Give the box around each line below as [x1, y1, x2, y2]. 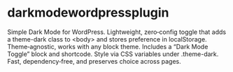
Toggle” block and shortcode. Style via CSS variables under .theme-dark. [7, 50, 219, 58]
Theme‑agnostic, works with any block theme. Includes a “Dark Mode [7, 42, 209, 51]
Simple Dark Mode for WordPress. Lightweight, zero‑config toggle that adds [7, 28, 227, 36]
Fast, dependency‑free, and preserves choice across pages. [7, 57, 182, 65]
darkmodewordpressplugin [7, 5, 169, 21]
